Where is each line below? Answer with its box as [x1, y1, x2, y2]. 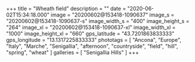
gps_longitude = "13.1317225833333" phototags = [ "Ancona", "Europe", [6, 37, 181, 43]
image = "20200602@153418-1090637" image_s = [50, 11, 175, 18]
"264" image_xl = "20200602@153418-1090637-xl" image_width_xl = [6, 24, 176, 31]
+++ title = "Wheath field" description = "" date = [6, 5, 126, 12]
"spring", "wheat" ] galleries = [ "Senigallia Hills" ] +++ [6, 49, 139, 56]
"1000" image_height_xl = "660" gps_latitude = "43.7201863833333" [6, 30, 174, 37]
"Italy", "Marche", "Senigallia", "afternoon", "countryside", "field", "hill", [6, 43, 178, 50]
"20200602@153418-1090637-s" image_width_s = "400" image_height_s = [6, 18, 190, 24]
